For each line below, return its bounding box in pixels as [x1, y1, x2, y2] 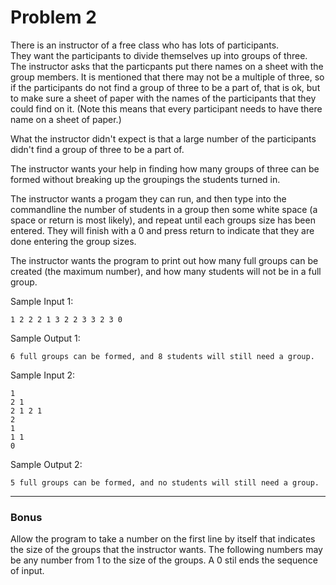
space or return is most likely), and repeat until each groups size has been [10, 214, 316, 226]
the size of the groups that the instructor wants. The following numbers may [10, 544, 323, 556]
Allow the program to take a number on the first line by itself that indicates [10, 533, 316, 545]
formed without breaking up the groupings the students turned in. [10, 173, 281, 185]
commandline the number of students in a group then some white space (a [10, 203, 318, 215]
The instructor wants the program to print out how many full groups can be [10, 254, 319, 266]
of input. [10, 565, 45, 577]
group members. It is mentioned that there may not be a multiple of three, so [10, 71, 325, 83]
